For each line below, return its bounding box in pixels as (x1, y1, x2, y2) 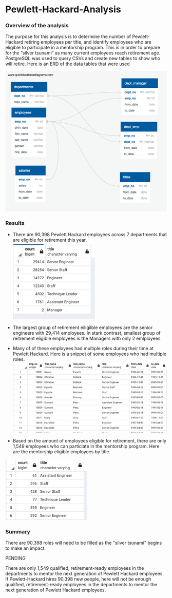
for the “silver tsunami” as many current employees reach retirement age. (5, 50, 161, 56)
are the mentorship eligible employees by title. (12, 448, 111, 455)
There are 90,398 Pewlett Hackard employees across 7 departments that (12, 231, 167, 237)
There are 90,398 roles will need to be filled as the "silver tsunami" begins (5, 540, 162, 546)
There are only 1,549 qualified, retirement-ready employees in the (5, 565, 144, 571)
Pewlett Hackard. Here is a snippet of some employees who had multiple (12, 351, 167, 357)
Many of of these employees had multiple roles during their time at (12, 345, 154, 351)
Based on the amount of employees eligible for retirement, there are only (12, 437, 167, 443)
